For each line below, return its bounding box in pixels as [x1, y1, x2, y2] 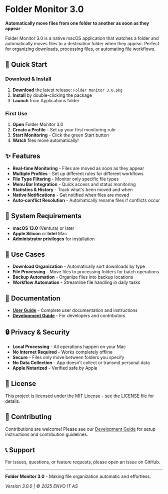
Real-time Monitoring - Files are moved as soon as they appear [12, 165, 144, 171]
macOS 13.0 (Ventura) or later [12, 225, 74, 231]
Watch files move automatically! [12, 137, 79, 143]
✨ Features [5, 152, 40, 160]
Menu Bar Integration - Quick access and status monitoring [12, 181, 136, 187]
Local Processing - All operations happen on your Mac [12, 344, 126, 350]
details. [5, 398, 20, 404]
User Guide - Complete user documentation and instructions [12, 307, 138, 313]
